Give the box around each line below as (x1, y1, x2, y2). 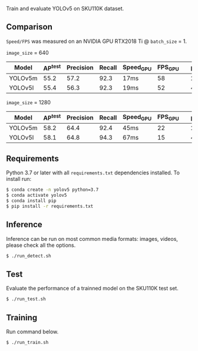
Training (6, 312, 38, 323)
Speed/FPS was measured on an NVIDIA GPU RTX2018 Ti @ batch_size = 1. (6, 38, 187, 45)
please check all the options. (6, 241, 76, 249)
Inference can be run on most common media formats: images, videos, (6, 235, 179, 242)
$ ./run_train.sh (6, 339, 49, 345)
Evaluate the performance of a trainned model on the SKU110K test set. (6, 285, 179, 292)
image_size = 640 (6, 49, 49, 56)
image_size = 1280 (6, 99, 51, 106)
